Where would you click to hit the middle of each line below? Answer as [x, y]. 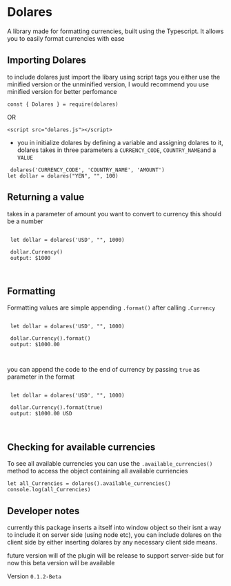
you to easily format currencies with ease [66, 38]
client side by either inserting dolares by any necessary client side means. [112, 542]
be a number [25, 221]
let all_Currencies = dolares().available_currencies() [89, 484]
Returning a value [46, 197]
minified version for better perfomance [62, 91]
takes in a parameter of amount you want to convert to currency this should [114, 214]
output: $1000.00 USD [41, 414]
